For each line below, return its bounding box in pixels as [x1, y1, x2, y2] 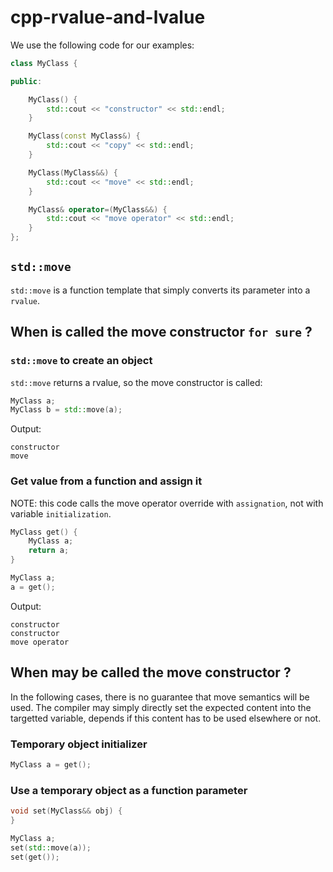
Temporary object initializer [10, 737, 148, 751]
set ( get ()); [10, 852, 60, 862]
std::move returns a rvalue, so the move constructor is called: [10, 376, 263, 388]
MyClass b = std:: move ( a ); [10, 405, 123, 415]
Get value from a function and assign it [10, 474, 203, 488]
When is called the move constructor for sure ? [10, 324, 313, 341]
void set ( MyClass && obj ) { [10, 806, 123, 816]
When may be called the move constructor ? [10, 664, 292, 681]
